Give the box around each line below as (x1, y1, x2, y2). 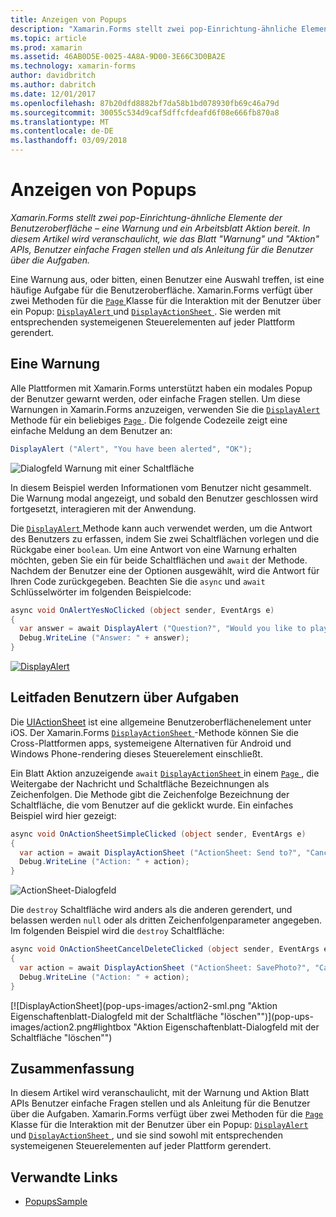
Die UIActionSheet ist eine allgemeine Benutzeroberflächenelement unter (10, 716, 312, 728)
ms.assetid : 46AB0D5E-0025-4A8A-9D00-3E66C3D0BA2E (10, 52, 226, 62)
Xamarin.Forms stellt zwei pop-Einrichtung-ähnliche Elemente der (10, 211, 283, 223)
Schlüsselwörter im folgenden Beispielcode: (10, 586, 192, 598)
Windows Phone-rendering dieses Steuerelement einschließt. (10, 747, 263, 760)
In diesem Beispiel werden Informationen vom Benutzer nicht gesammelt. (10, 481, 312, 493)
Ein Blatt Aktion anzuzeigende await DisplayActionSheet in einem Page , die (10, 767, 320, 779)
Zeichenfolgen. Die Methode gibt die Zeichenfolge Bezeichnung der (10, 788, 290, 800)
